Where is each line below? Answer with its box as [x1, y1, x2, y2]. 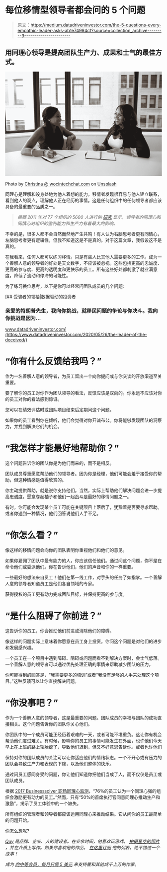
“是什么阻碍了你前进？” [5, 611, 102, 622]
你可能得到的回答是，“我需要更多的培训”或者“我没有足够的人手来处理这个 [5, 672, 155, 678]
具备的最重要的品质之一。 [5, 203, 58, 209]
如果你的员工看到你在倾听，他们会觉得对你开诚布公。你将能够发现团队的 [5, 417, 153, 423]
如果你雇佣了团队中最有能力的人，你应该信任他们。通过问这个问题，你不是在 [5, 557, 162, 564]
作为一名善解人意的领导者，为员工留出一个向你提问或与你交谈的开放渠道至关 [5, 373, 162, 379]
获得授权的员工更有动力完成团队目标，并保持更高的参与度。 [5, 591, 127, 597]
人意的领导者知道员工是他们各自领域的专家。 [5, 581, 97, 587]
